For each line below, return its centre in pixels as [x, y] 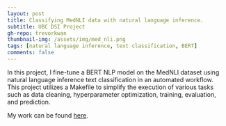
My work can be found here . [48, 115]
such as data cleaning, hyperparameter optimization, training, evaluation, [112, 94]
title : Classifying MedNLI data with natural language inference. [105, 20]
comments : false [31, 53]
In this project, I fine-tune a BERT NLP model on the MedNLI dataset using [113, 72]
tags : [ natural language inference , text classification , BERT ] [102, 46]
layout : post [26, 14]
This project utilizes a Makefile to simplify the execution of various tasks [111, 87]
